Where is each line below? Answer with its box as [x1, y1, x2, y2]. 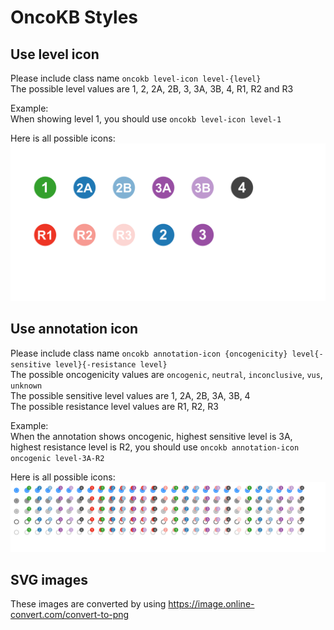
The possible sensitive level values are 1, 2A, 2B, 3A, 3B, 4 [10, 389, 251, 401]
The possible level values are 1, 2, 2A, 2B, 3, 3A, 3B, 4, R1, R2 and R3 [10, 83, 294, 95]
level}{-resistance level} [54, 359, 168, 370]
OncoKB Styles [10, 6, 139, 29]
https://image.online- [168, 598, 255, 610]
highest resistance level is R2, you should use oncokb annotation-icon [10, 441, 300, 453]
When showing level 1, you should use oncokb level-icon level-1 [10, 113, 282, 125]
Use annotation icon [10, 321, 139, 338]
